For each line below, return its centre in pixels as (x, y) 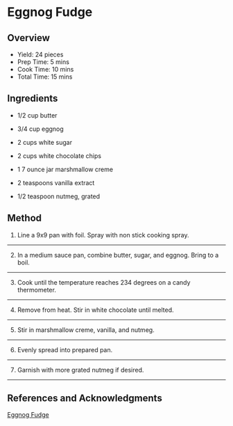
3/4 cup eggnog (40, 129)
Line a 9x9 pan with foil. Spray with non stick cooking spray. (103, 235)
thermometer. (37, 290)
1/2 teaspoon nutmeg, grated (59, 196)
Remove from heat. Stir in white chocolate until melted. (96, 310)
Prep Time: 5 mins (43, 62)
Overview (29, 38)
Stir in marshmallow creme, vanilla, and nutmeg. (86, 330)
